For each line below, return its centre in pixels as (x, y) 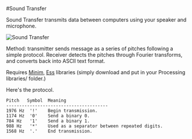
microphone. (21, 26)
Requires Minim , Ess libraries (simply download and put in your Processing (96, 72)
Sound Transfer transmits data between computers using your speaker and (96, 20)
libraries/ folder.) (26, 79)
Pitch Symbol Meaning (36, 100)
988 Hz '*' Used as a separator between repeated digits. (85, 126)
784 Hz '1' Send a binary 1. (48, 121)
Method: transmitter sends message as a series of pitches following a (90, 48)
